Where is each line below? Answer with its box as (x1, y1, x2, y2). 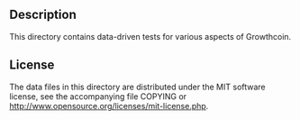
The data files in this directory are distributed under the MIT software (9, 81, 266, 92)
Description (9, 7, 77, 23)
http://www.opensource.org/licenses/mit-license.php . (9, 100, 209, 111)
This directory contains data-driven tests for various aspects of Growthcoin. (9, 31, 292, 42)
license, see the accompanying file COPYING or (9, 90, 187, 102)
